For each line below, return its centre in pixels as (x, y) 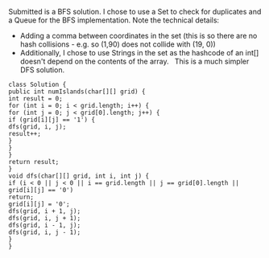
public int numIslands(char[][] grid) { (77, 92)
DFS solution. (42, 70)
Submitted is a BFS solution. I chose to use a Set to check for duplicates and (135, 12)
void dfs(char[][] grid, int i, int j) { (79, 176)
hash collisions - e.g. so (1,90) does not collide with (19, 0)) (118, 44)
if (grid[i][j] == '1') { (52, 120)
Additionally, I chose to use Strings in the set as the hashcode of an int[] (139, 53)
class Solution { (37, 84)
